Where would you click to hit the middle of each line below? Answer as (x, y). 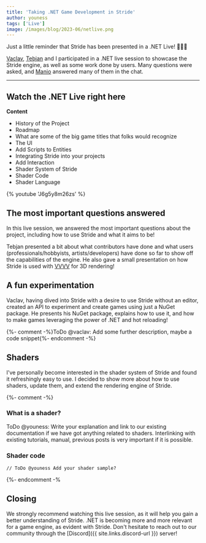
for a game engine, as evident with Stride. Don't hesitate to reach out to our (102, 526)
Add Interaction (35, 163)
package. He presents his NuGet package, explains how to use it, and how (100, 313)
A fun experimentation (50, 285)
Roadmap (27, 130)
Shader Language (38, 182)
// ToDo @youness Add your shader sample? (61, 468)
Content (17, 112)
